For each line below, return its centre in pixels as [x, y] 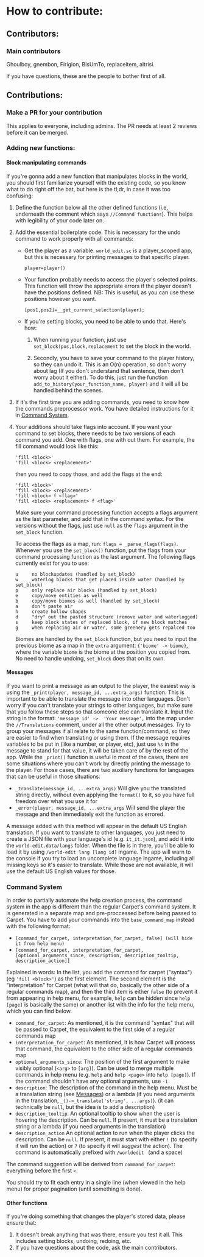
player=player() [45, 268]
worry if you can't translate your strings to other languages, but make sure [100, 705]
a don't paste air [44, 606]
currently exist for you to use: [52, 563]
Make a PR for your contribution [54, 113]
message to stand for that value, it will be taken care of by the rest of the [97, 750]
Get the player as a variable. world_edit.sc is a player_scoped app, [108, 250]
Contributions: [34, 95]
